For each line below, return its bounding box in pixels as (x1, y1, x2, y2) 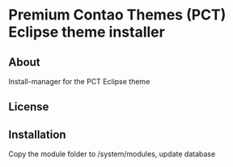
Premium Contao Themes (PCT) (8, 6, 227, 24)
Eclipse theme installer (8, 23, 166, 41)
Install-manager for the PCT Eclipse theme (8, 77, 150, 86)
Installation (8, 127, 66, 141)
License (8, 100, 49, 114)
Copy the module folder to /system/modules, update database (8, 149, 216, 159)
